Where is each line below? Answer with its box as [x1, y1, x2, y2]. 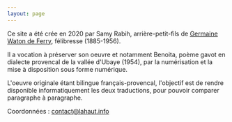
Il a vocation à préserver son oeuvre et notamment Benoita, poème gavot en [7, 50, 226, 59]
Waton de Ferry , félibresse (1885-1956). [7, 36, 121, 45]
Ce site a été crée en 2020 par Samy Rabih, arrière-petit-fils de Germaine [7, 29, 218, 38]
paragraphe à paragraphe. [7, 93, 83, 102]
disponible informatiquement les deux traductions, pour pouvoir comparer [7, 86, 219, 94]
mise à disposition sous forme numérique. [7, 65, 127, 73]
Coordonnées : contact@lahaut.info [7, 107, 109, 115]
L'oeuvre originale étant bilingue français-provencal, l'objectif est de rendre [7, 78, 224, 87]
